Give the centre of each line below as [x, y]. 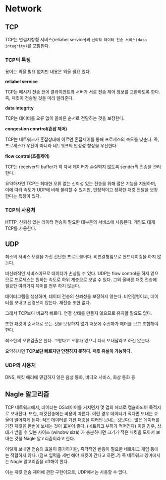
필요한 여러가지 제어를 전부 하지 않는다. [43, 286]
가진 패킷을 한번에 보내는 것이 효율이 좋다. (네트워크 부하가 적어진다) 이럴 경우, [81, 426]
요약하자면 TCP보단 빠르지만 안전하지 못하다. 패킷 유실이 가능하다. [69, 351]
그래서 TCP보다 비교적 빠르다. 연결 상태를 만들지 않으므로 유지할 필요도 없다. [79, 313]
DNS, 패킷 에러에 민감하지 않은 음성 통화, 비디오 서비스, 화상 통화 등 [70, 377]
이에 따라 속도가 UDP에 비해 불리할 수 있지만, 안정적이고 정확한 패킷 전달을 [77, 190]
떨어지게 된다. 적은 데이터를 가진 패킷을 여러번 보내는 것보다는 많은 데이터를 [87, 420]
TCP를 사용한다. [21, 228]
